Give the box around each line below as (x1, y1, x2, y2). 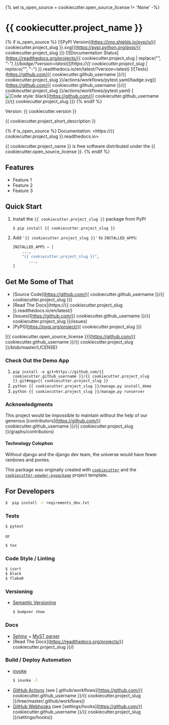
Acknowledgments (5, 401, 53, 408)
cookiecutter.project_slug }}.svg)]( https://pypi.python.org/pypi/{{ (5, 44, 141, 50)
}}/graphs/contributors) (5, 429, 54, 435)
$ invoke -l (12, 678, 38, 683)
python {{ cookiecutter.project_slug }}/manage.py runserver (12, 389, 145, 394)
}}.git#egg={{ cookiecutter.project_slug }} (12, 378, 109, 383)
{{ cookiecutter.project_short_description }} (5, 118, 96, 124)
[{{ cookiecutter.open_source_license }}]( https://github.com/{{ (5, 333, 136, 340)
